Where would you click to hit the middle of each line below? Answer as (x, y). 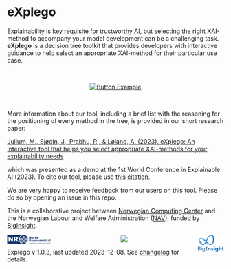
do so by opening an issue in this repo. (62, 197)
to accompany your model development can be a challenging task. (125, 38)
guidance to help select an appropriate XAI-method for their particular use (112, 53)
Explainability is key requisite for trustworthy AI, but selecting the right (107, 31)
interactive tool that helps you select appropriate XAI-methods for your (107, 149)
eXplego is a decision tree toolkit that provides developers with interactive (112, 45)
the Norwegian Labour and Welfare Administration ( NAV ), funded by (103, 218)
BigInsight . (22, 225)
